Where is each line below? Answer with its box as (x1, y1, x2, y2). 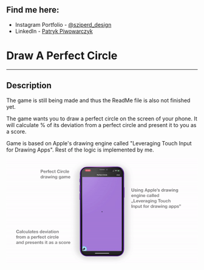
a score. (6, 128, 27, 135)
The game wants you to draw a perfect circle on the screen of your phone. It (6, 115, 197, 122)
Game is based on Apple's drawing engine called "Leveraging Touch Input (6, 139, 192, 147)
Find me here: (6, 5, 59, 15)
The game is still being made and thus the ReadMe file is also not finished (6, 97, 191, 104)
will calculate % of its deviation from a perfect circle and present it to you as (6, 121, 197, 128)
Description (6, 80, 52, 91)
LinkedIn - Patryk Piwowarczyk (15, 27, 93, 35)
